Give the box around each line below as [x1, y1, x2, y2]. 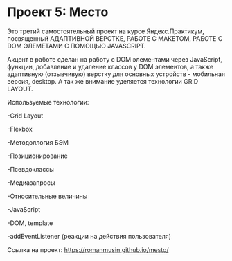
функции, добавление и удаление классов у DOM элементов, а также [7, 62, 214, 71]
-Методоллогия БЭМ [7, 138, 69, 146]
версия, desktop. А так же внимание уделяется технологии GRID [7, 77, 199, 85]
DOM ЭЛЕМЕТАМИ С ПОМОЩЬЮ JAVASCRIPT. [7, 42, 146, 50]
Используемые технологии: [7, 98, 89, 106]
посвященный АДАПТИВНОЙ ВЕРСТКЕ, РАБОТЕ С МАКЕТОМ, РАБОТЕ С [7, 34, 223, 42]
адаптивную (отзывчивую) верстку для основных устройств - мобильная [7, 70, 225, 78]
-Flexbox [7, 125, 33, 133]
